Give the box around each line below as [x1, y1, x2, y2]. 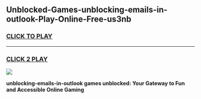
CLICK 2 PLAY [6, 55, 48, 63]
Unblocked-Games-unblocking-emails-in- [6, 5, 167, 15]
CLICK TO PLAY [6, 32, 53, 41]
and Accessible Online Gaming [6, 86, 84, 93]
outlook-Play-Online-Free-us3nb [6, 14, 132, 25]
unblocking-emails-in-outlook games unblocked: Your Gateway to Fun [6, 79, 185, 86]
